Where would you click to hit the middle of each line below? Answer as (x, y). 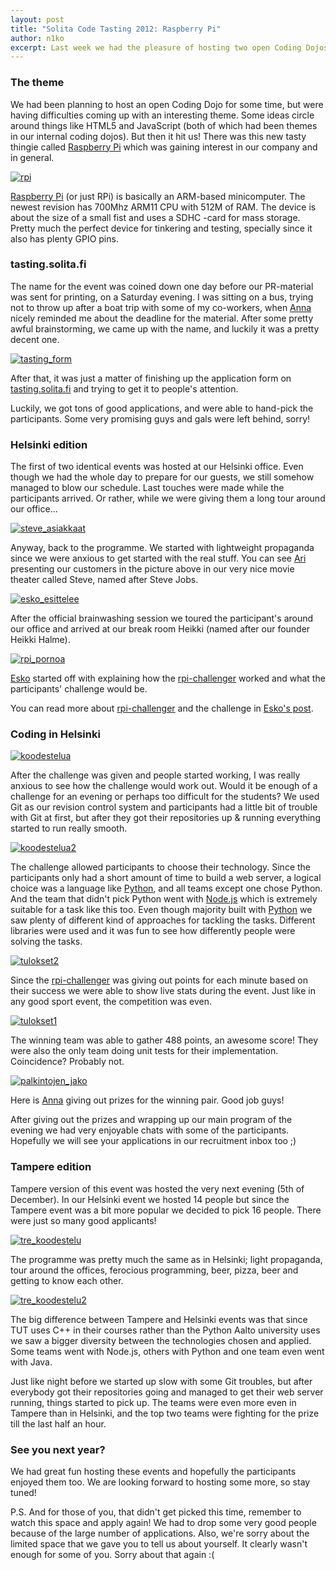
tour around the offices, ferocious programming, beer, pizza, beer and (154, 1270)
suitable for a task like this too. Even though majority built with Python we (161, 910)
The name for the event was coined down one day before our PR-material (162, 286)
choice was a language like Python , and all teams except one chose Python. (166, 888)
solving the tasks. (46, 942)
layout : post (37, 19)
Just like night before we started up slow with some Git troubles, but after (161, 1381)
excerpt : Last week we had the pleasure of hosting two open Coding (156, 47)
